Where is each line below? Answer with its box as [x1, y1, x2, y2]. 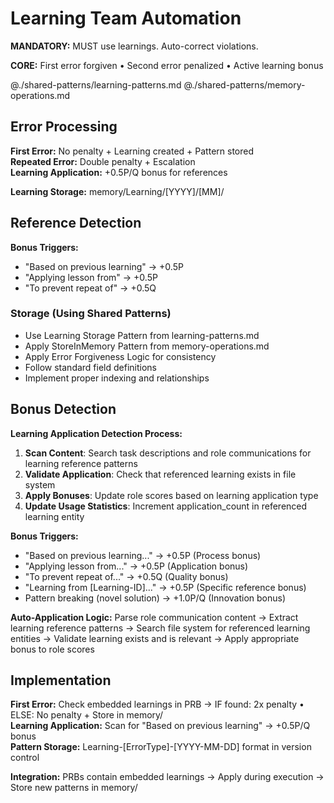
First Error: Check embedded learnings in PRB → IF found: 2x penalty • [10, 698, 305, 711]
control [10, 752, 40, 764]
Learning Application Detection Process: [10, 427, 183, 439]
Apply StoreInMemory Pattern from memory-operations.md [24, 340, 270, 352]
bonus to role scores [10, 643, 95, 655]
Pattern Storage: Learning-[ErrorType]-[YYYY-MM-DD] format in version [10, 741, 312, 753]
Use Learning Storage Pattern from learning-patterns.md [24, 329, 260, 341]
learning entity [24, 510, 85, 522]
